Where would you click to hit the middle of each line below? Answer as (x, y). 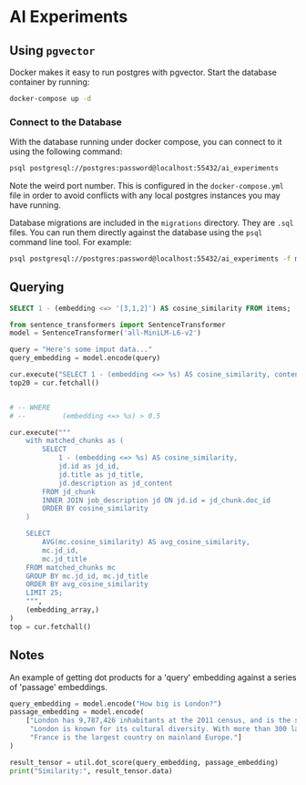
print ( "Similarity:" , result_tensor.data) (91, 771)
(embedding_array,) (63, 610)
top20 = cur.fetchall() (55, 383)
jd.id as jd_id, (89, 467)
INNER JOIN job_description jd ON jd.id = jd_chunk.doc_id (157, 500)
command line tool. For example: (71, 243)
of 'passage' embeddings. (58, 687)
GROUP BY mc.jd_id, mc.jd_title (87, 576)
